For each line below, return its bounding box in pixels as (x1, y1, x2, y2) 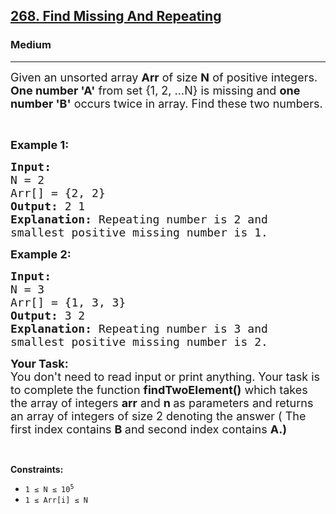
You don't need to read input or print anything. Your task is (10, 369, 321, 384)
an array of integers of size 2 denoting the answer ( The (10, 409, 307, 423)
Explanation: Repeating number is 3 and (10, 321, 268, 336)
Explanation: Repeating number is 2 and (10, 212, 268, 226)
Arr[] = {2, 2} (10, 185, 106, 200)
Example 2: (10, 247, 72, 261)
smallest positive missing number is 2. (10, 334, 268, 349)
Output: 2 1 (10, 199, 86, 213)
